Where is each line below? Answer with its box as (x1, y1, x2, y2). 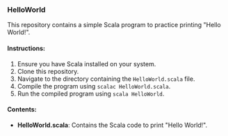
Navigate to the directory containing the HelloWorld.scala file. (17, 75, 195, 83)
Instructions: (7, 44, 46, 52)
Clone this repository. (17, 67, 79, 75)
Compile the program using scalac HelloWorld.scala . (17, 82, 171, 90)
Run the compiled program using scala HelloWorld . (17, 89, 165, 98)
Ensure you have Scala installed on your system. (17, 59, 156, 68)
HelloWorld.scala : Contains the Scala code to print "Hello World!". (17, 121, 208, 129)
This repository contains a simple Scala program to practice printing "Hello (7, 21, 221, 29)
